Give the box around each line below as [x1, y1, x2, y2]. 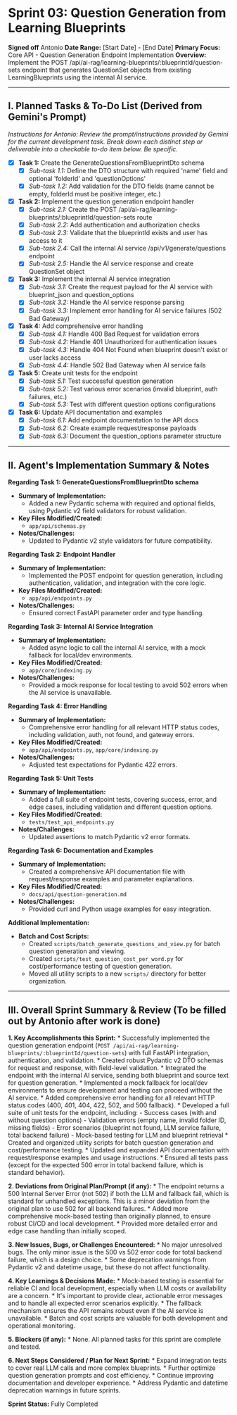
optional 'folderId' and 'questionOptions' [28, 174, 146, 182]
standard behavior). [8, 1169, 65, 1176]
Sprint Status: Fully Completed [8, 1400, 98, 1408]
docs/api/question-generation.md [28, 891, 127, 898]
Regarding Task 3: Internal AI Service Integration [8, 622, 153, 631]
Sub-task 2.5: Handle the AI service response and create [28, 259, 194, 268]
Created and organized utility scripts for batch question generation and [8, 1138, 214, 1147]
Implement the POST [8, 58, 68, 66]
